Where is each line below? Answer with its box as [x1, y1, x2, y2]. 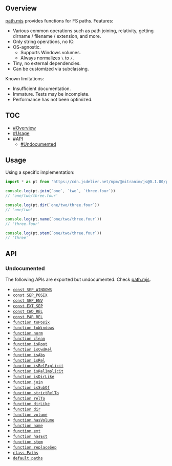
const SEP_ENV [12, 298, 43, 303]
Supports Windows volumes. [20, 49, 81, 55]
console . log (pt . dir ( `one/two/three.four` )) [5, 203, 100, 208]
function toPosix [12, 320, 50, 325]
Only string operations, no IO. [12, 38, 75, 45]
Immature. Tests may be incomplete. [12, 91, 90, 97]
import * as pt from [5, 179, 50, 185]
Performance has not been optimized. [12, 96, 93, 102]
